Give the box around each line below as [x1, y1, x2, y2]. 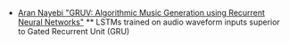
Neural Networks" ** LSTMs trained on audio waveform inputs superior [17, 17, 281, 27]
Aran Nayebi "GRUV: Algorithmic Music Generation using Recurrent [17, 8, 266, 18]
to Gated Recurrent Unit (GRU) [17, 26, 130, 36]
